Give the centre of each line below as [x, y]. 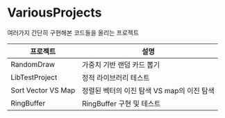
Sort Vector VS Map [43, 90]
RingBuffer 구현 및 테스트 [122, 104]
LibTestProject [34, 77]
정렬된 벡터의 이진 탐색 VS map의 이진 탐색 [149, 90]
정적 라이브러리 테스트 [116, 77]
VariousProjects [55, 13]
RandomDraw [33, 64]
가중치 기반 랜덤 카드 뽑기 [121, 65]
